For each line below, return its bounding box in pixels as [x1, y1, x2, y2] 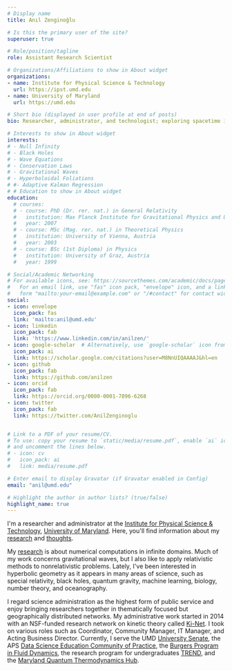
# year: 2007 [13, 220, 57, 227]
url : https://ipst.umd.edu [13, 86, 91, 93]
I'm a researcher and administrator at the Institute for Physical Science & [7, 519, 213, 528]
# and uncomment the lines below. [7, 443, 107, 451]
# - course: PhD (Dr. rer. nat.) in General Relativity [13, 207, 177, 214]
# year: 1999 [13, 258, 57, 266]
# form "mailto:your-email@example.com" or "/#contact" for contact [7, 291, 215, 298]
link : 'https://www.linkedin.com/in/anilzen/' [13, 335, 150, 342]
